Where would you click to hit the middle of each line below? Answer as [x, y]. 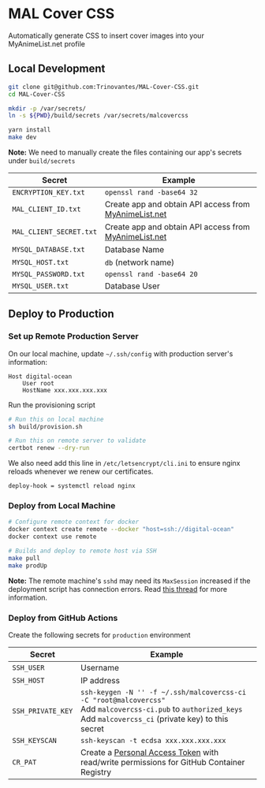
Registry [96, 772]
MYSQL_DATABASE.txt [49, 249]
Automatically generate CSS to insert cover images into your [106, 35]
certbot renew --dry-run [49, 448]
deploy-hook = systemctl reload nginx [72, 486]
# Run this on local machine [56, 419]
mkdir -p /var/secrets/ [47, 108]
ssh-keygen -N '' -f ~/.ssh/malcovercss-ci [163, 693]
